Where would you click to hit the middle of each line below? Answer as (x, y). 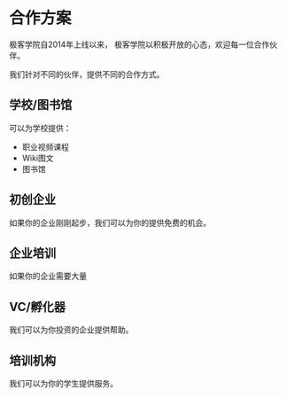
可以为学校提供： (40, 128)
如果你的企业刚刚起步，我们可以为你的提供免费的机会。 (110, 222)
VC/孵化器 (38, 307)
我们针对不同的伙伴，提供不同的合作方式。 (87, 74)
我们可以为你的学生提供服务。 (63, 383)
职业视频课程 (45, 146)
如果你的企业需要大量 (48, 276)
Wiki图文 (38, 158)
